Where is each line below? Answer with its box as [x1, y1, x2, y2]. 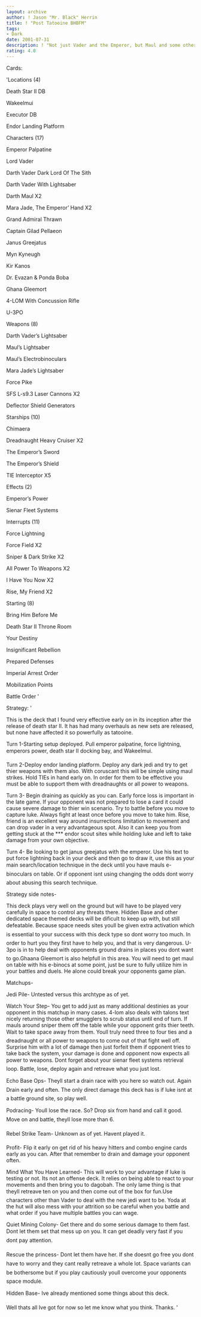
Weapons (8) [6, 320, 38, 327]
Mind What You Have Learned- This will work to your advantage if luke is [6, 1168, 186, 1175]
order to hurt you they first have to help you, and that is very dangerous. [6, 939, 184, 946]
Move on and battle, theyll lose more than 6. [6, 1115, 115, 1123]
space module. [6, 1277, 43, 1285]
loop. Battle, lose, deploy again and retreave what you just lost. [6, 1065, 162, 1072]
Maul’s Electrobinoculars [6, 355, 67, 362]
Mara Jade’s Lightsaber [6, 367, 64, 374]
